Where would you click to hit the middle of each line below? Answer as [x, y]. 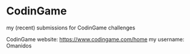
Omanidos [19, 46]
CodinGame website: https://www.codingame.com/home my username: [95, 39]
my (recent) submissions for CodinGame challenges [71, 28]
